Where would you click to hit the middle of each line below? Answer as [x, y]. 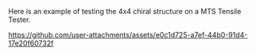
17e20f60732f [31, 43]
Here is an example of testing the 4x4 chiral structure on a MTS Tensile [125, 11]
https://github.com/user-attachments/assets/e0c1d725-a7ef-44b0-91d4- [128, 35]
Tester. [19, 20]
